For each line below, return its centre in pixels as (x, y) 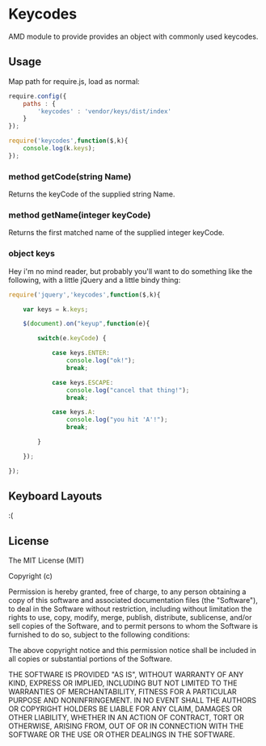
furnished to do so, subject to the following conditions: (99, 634)
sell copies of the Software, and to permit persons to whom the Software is (133, 626)
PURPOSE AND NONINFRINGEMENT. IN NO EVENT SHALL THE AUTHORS (133, 701)
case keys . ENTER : (81, 353)
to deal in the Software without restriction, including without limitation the (130, 609)
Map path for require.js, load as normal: (74, 81)
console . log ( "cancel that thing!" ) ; (128, 390)
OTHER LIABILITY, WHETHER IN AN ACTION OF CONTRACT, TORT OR (126, 718)
